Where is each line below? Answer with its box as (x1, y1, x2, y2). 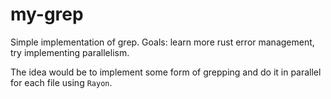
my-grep (10, 3, 84, 26)
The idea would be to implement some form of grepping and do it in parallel (10, 66, 322, 78)
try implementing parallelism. (10, 46, 130, 58)
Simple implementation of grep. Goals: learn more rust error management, (10, 36, 315, 48)
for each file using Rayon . (10, 76, 113, 88)
